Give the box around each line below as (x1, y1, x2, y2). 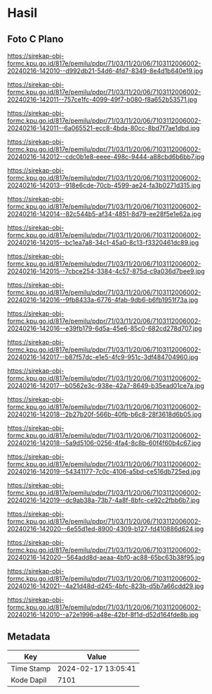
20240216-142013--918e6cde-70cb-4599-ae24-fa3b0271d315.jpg (7, 181, 201, 190)
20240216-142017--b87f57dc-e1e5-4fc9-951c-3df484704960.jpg (7, 353, 199, 361)
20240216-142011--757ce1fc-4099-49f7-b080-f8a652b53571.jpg (7, 95, 198, 104)
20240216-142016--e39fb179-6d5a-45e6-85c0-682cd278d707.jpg (7, 324, 202, 333)
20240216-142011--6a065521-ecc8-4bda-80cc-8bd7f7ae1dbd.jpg (7, 124, 200, 132)
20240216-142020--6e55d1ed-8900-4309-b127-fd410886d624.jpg (7, 525, 204, 533)
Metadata (7, 631, 51, 643)
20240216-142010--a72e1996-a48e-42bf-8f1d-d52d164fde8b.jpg (7, 611, 199, 619)
